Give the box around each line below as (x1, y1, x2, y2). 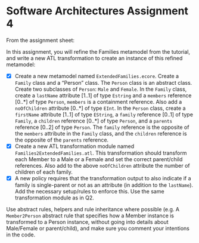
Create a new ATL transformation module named (14, 143, 135, 150)
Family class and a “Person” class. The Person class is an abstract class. (14, 79, 192, 86)
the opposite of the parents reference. (14, 136, 109, 143)
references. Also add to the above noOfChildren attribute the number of (14, 162, 190, 170)
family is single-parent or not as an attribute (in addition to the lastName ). (14, 182, 194, 189)
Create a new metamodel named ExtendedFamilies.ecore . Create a (14, 72, 179, 79)
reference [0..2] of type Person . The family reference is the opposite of (14, 124, 189, 131)
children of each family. (14, 168, 73, 176)
